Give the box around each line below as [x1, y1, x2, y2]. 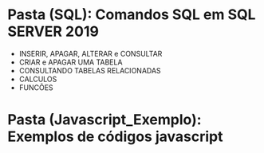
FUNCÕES [18, 82, 53, 92]
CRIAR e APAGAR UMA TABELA [18, 57, 123, 67]
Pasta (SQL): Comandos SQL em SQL [7, 6, 256, 24]
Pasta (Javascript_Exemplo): [7, 111, 202, 129]
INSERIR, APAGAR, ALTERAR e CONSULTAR [18, 49, 163, 58]
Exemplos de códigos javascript [7, 127, 223, 146]
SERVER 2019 [7, 22, 99, 41]
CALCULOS [18, 74, 57, 84]
